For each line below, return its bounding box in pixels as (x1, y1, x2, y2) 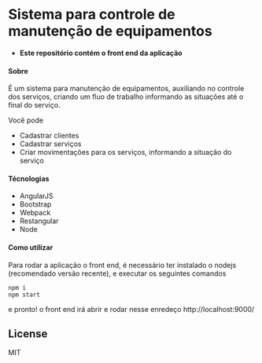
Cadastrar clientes (19, 131, 79, 141)
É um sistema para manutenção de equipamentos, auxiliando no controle (8, 84, 245, 93)
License (8, 327, 48, 340)
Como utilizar (8, 242, 54, 252)
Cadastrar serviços (19, 139, 82, 148)
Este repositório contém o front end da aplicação (19, 48, 183, 57)
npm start (8, 291, 41, 299)
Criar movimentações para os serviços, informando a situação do (19, 148, 232, 157)
